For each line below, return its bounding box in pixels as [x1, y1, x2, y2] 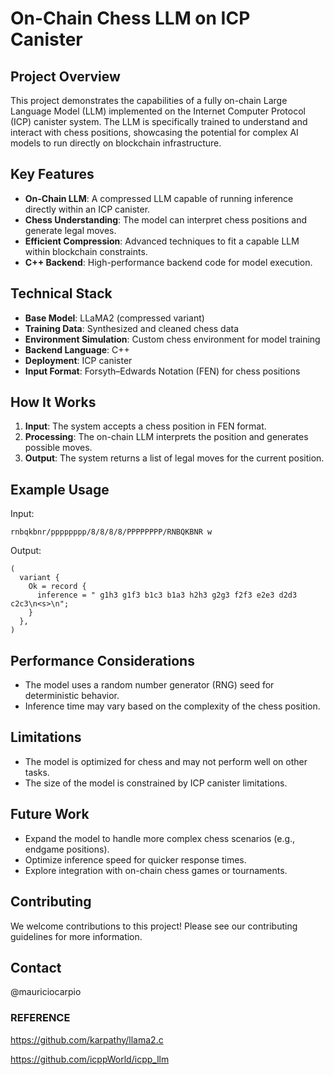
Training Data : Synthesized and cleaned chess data [24, 322, 240, 334]
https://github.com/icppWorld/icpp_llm [10, 1053, 170, 1065]
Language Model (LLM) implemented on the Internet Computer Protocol [10, 105, 306, 117]
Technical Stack [10, 285, 113, 302]
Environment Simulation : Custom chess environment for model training [24, 333, 321, 345]
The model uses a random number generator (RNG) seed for [24, 679, 275, 691]
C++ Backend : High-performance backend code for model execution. [24, 256, 313, 268]
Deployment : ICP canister [24, 354, 133, 366]
